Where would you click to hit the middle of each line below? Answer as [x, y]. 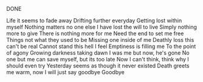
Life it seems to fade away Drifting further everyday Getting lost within [94, 20]
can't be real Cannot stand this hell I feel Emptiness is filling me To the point [101, 46]
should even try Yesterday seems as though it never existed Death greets [98, 66]
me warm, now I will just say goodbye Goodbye [65, 72]
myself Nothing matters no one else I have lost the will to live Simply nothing [102, 27]
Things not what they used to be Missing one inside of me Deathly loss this [100, 40]
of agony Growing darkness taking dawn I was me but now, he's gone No [98, 53]
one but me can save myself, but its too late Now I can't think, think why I [98, 59]
